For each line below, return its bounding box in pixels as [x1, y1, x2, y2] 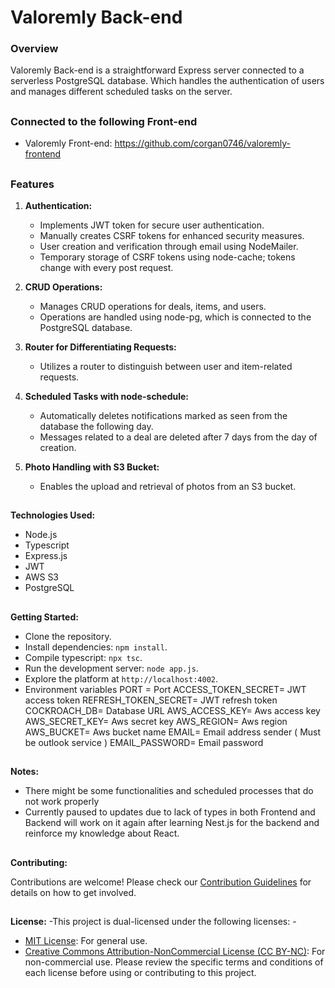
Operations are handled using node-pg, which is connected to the [39, 311, 312, 323]
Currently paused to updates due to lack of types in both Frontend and [24, 806, 316, 818]
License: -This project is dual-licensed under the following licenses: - [10, 915, 297, 927]
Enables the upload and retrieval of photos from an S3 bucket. [39, 481, 297, 493]
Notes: [10, 766, 40, 778]
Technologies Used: [10, 509, 96, 521]
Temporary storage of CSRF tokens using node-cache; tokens [39, 251, 296, 263]
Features [10, 177, 55, 191]
